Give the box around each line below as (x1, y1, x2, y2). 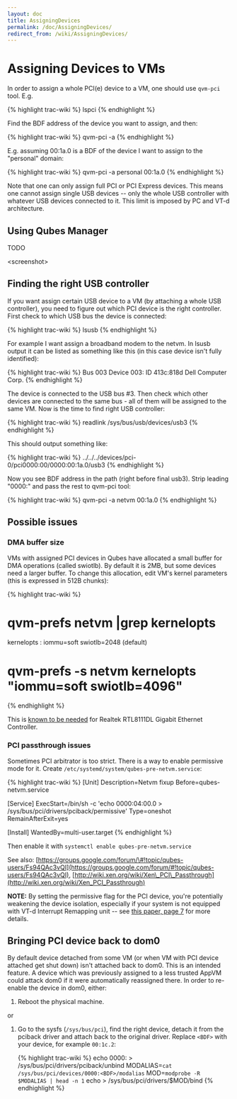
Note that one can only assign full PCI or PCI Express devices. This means (7, 182, 224, 190)
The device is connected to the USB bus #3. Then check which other (7, 389, 209, 398)
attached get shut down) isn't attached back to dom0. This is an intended (7, 961, 221, 970)
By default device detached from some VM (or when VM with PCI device (7, 954, 219, 962)
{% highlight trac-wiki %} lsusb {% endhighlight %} (7, 325, 158, 334)
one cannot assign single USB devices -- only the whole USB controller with (7, 189, 229, 198)
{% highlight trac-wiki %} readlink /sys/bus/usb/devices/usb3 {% (7, 418, 198, 426)
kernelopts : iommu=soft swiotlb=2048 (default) (7, 638, 147, 647)
